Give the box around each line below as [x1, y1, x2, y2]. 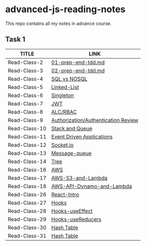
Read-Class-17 [8, 174, 47, 181]
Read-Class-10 [8, 125, 47, 132]
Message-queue [51, 149, 92, 157]
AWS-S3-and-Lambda [51, 174, 108, 181]
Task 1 [5, 35, 25, 44]
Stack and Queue [51, 125, 93, 132]
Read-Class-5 [8, 83, 43, 90]
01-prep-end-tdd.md [51, 58, 105, 66]
